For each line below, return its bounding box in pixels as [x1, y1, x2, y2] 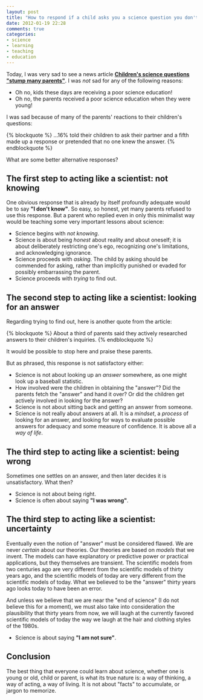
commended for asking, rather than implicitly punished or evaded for [14, 262, 187, 269]
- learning [6, 43, 34, 49]
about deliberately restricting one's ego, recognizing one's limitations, [14, 243, 189, 250]
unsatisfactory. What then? [6, 479, 74, 486]
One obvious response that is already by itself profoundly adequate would [6, 199, 190, 206]
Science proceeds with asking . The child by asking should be [14, 255, 168, 263]
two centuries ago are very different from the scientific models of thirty [6, 565, 183, 572]
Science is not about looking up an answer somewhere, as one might [14, 371, 187, 379]
